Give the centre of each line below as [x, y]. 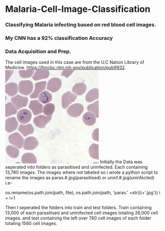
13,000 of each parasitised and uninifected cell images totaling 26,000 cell [82, 213]
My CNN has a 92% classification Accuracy [59, 38]
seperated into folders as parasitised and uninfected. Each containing [77, 167]
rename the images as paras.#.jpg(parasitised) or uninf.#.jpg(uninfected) [80, 178]
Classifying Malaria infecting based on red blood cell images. [81, 25]
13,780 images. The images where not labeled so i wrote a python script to [82, 172]
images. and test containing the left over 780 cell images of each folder [78, 218]
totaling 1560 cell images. [31, 224]
